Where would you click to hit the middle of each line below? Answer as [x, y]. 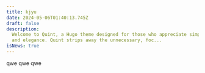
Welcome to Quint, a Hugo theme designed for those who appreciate [99, 35]
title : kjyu [21, 12]
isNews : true [23, 46]
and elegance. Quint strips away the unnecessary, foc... [87, 40]
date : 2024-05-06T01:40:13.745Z [47, 18]
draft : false [23, 23]
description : [23, 29]
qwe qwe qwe [24, 63]
